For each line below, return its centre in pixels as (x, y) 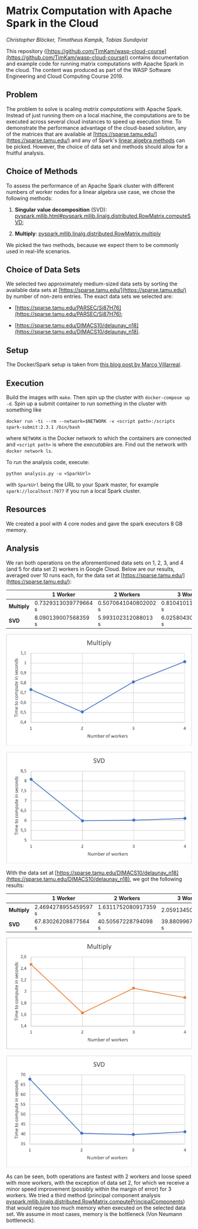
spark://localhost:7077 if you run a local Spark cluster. (74, 491)
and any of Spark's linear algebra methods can (128, 140)
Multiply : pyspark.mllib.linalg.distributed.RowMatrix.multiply (88, 234)
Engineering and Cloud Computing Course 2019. (65, 76)
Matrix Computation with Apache (89, 11)
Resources (26, 509)
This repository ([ (27, 51)
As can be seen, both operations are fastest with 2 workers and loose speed (99, 1177)
